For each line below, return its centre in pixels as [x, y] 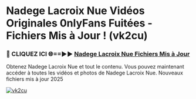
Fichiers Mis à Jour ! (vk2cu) [77, 36]
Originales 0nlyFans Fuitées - [79, 23]
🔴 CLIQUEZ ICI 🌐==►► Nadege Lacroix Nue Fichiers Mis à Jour [98, 54]
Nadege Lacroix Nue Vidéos [75, 11]
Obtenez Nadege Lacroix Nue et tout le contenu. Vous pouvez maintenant [95, 67]
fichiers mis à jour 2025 [35, 79]
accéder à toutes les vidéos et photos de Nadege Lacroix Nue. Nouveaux [95, 73]
